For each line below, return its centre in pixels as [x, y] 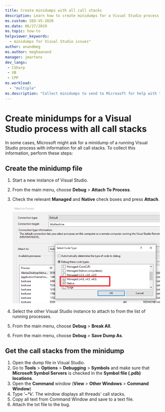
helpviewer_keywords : [27, 36]
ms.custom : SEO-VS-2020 [29, 21]
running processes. [32, 316]
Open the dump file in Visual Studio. [48, 363]
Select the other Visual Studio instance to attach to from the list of [79, 311]
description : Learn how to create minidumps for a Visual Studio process [82, 16]
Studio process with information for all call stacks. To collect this [70, 148]
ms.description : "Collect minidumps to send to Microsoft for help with [81, 94]
